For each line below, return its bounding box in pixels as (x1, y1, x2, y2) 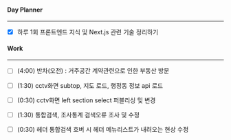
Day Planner (7, 5, 43, 14)
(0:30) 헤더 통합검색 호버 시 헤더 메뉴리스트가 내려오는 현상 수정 (16, 125, 189, 133)
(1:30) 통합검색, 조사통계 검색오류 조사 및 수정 (16, 110, 140, 119)
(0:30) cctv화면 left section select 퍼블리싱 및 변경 (16, 96, 156, 104)
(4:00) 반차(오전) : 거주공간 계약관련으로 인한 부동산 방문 (16, 67, 170, 75)
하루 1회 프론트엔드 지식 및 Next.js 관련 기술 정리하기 (16, 28, 159, 36)
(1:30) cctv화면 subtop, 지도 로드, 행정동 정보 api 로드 (16, 81, 164, 89)
